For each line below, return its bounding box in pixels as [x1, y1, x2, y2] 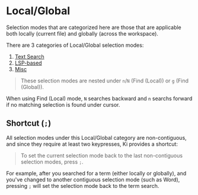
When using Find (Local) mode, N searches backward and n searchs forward [6, 95, 193, 102]
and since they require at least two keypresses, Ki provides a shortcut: [6, 140, 178, 148]
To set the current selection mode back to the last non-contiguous [20, 152, 183, 159]
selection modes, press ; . [20, 158, 84, 165]
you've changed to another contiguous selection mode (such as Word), [6, 176, 180, 183]
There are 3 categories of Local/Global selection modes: [6, 41, 144, 49]
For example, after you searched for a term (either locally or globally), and [6, 170, 187, 177]
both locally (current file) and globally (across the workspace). [6, 30, 159, 37]
